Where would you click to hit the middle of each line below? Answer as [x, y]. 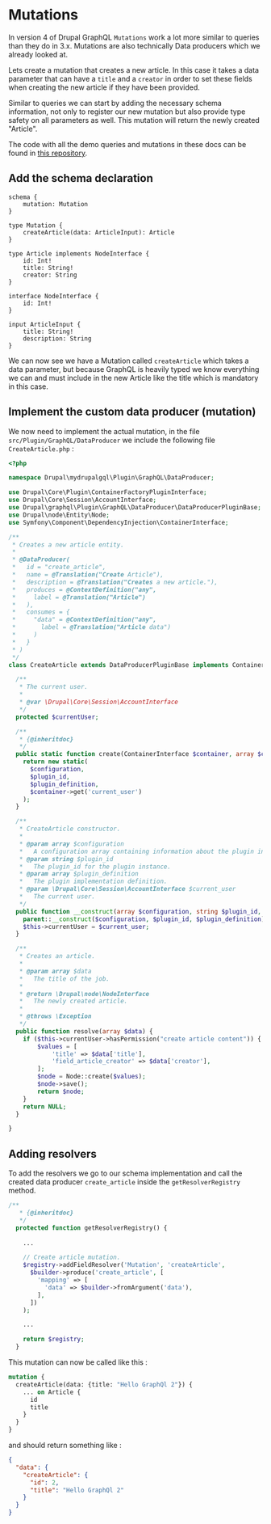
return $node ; [61, 1091]
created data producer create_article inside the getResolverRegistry [124, 1182]
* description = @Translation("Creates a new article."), [115, 582]
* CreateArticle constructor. [70, 829]
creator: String [50, 275]
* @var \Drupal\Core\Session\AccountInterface [99, 702]
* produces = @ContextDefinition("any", [84, 589]
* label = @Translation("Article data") [92, 627]
